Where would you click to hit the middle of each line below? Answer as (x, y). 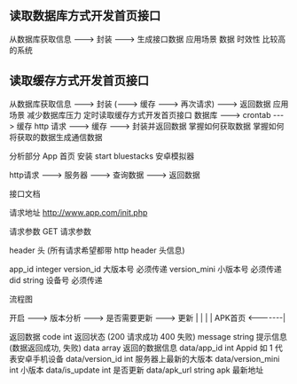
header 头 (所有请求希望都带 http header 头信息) (97, 250)
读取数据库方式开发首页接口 (85, 16)
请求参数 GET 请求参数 (50, 231)
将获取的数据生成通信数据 (56, 137)
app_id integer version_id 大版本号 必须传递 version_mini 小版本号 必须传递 (145, 269)
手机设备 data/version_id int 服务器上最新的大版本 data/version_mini (156, 358)
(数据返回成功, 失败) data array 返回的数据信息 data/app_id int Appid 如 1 (141, 348)
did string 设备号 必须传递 (56, 280)
